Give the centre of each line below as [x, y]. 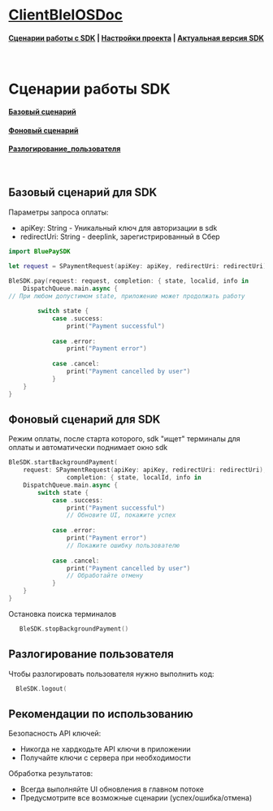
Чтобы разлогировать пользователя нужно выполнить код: [111, 674]
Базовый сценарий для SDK [83, 193]
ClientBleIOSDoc [66, 15]
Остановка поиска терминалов [62, 614]
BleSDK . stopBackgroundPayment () [74, 629]
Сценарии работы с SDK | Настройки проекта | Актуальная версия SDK [136, 37]
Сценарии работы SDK [89, 89]
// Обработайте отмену [105, 576]
